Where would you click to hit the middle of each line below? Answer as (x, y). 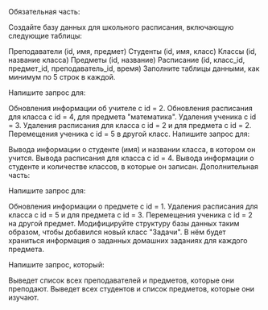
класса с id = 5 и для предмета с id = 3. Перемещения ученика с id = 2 (131, 215)
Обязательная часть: (44, 12)
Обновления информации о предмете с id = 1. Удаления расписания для (133, 206)
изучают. (24, 298)
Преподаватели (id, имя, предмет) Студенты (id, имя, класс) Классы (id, (133, 51)
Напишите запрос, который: (56, 265)
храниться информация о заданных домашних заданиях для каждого (128, 240)
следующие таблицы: (45, 36)
